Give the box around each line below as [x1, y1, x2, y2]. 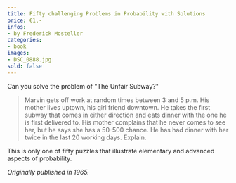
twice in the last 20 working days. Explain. [24, 133, 147, 141]
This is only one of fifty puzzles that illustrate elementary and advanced [7, 146, 215, 155]
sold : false [7, 63, 42, 70]
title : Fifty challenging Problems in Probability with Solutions [7, 10, 206, 18]
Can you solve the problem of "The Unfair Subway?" [7, 82, 159, 90]
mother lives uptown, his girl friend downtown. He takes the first [24, 103, 211, 111]
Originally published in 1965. [7, 168, 90, 176]
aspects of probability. [7, 154, 72, 163]
